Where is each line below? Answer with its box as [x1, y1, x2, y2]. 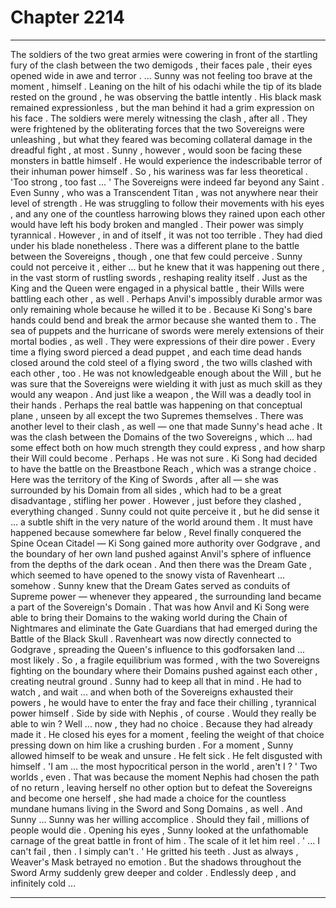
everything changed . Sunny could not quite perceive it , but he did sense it [10, 505, 320, 517]
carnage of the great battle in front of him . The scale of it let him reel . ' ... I [10, 834, 320, 846]
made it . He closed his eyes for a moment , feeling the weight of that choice [10, 728, 325, 740]
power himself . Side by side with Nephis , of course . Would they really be [10, 707, 317, 719]
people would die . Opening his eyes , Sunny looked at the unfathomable [10, 824, 309, 836]
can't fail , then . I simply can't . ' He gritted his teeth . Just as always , [10, 845, 299, 857]
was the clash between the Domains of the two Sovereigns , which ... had [10, 431, 313, 443]
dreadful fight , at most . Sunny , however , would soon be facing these [10, 144, 303, 156]
